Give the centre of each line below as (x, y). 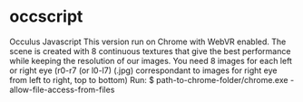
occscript (46, 17)
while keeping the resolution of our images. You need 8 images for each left (151, 60)
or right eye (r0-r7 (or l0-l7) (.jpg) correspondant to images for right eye (143, 70)
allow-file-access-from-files (62, 89)
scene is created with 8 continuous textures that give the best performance (150, 51)
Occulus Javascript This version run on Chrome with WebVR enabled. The (148, 42)
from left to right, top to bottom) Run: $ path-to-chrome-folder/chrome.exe (149, 79)
